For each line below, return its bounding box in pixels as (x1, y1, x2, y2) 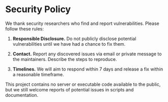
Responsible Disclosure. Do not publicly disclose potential (12, 36, 136, 42)
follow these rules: (5, 25, 44, 31)
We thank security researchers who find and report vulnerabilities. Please (5, 20, 159, 26)
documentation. (5, 92, 39, 98)
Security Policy (5, 4, 71, 15)
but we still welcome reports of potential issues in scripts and (5, 86, 134, 92)
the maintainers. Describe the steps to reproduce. (12, 56, 117, 62)
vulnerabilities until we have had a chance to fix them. (12, 41, 126, 47)
